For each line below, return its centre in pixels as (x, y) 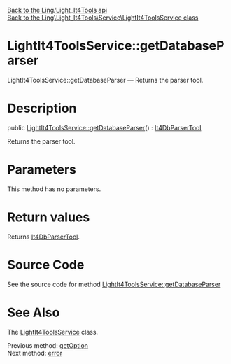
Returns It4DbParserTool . (44, 237)
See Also (34, 313)
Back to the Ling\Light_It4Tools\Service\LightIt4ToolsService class (103, 17)
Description (42, 108)
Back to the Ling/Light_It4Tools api (57, 10)
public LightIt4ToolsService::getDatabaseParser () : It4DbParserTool (104, 127)
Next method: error (35, 353)
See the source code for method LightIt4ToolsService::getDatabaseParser (114, 284)
